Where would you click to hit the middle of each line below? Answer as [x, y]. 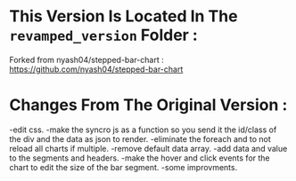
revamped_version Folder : [103, 35]
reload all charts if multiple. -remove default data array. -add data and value [148, 148]
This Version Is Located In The [123, 16]
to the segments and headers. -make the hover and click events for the [140, 158]
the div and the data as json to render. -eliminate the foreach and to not [140, 138]
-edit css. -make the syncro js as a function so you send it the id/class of [143, 130]
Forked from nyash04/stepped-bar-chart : [86, 59]
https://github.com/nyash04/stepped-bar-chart [96, 69]
